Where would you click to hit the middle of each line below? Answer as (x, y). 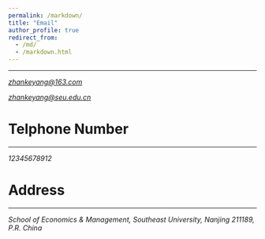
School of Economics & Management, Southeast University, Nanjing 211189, (131, 219)
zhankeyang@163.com (45, 82)
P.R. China (25, 228)
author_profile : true (44, 30)
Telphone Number (68, 129)
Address (37, 190)
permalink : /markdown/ (45, 15)
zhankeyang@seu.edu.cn (50, 97)
